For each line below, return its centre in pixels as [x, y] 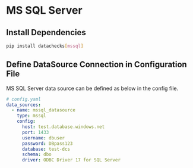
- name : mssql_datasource [44, 110]
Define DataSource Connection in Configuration [96, 65]
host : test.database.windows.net [63, 127]
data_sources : [24, 105]
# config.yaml [24, 99]
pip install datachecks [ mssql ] [45, 46]
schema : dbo [37, 155]
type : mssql [31, 116]
